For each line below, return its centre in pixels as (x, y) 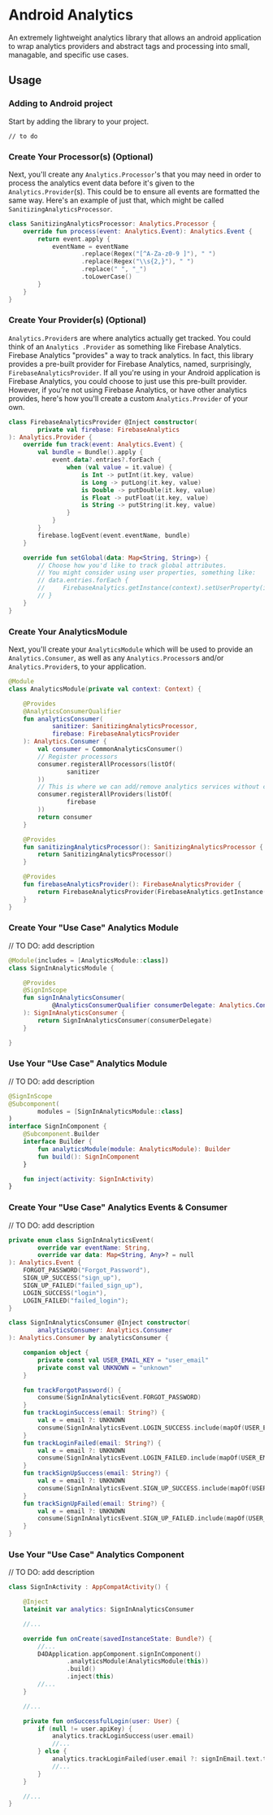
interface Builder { (58, 1142)
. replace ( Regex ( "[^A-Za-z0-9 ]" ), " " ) (149, 254)
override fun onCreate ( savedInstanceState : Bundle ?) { (118, 1638)
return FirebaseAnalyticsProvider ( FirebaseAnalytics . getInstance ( (152, 892)
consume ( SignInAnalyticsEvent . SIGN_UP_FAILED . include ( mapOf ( (143, 1519)
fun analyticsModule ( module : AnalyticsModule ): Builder (134, 1149)
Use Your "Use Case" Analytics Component (96, 1554)
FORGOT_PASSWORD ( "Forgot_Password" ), (87, 1271)
